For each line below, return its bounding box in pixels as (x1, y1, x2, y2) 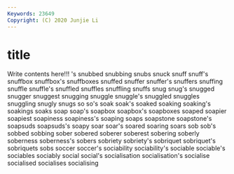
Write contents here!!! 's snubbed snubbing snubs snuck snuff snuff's (7, 70, 209, 78)
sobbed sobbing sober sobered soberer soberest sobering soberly (7, 129, 200, 138)
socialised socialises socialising (7, 159, 99, 168)
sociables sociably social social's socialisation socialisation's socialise (7, 152, 210, 160)
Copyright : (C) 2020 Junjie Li (7, 17, 99, 24)
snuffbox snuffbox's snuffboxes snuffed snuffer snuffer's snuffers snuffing (7, 78, 223, 86)
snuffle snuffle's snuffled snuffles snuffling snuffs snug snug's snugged (7, 85, 215, 93)
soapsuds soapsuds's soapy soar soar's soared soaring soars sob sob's (7, 122, 216, 130)
